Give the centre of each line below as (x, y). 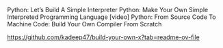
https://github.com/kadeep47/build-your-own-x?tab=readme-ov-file (103, 37)
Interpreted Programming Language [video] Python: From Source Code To (112, 17)
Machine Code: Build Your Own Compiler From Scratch (84, 24)
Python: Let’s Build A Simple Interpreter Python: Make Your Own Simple (108, 10)
